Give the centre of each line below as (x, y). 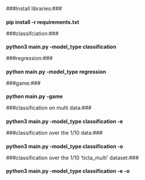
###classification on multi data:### (49, 108)
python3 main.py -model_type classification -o (65, 146)
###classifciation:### (32, 33)
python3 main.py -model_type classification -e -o (68, 171)
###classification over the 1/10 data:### (54, 132)
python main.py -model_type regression (56, 71)
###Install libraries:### (34, 9)
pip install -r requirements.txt (43, 22)
